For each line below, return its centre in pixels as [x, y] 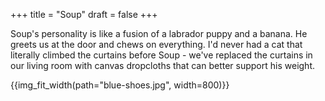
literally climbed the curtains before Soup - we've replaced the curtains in [161, 55]
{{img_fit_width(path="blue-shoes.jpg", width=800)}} [120, 85]
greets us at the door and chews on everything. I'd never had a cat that [156, 44]
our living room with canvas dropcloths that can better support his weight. [162, 65]
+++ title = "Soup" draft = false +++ [84, 14]
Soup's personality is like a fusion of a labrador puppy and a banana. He [159, 33]
